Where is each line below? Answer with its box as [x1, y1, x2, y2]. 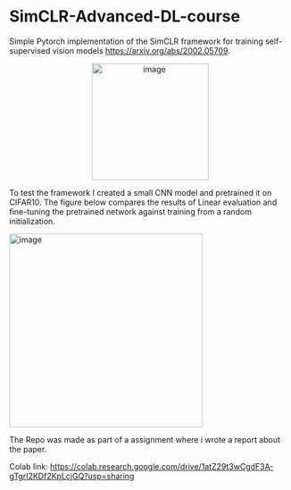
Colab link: [9, 460, 49, 471]
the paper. [9, 444, 47, 454]
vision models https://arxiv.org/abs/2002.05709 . [52, 45, 230, 55]
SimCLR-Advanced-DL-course [9, 6, 241, 27]
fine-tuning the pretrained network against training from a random [9, 206, 253, 216]
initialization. [9, 215, 55, 226]
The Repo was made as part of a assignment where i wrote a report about [9, 434, 281, 444]
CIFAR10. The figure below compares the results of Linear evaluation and [9, 197, 278, 207]
